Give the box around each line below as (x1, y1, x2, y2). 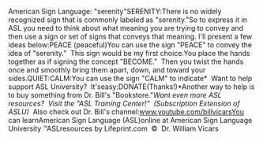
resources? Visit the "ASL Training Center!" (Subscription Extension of (8, 98, 240, 108)
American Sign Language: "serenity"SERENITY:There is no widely (8, 7, 222, 16)
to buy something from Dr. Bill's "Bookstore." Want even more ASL (8, 91, 223, 99)
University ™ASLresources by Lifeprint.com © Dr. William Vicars (8, 124, 219, 133)
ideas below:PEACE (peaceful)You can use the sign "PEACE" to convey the (8, 40, 253, 50)
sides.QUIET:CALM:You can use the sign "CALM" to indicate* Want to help (8, 74, 253, 83)
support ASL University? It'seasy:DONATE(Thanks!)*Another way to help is (8, 82, 255, 91)
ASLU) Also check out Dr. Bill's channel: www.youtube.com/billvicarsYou (8, 107, 245, 117)
